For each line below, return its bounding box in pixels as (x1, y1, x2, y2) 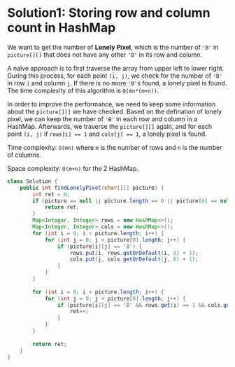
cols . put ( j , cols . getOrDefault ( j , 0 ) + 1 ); (69, 256, 199, 263)
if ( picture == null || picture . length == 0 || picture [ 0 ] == (32, 198, 218, 205)
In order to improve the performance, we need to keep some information (7, 99, 216, 108)
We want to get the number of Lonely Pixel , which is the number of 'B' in (7, 43, 219, 51)
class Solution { (7, 177, 58, 185)
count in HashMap (7, 20, 116, 36)
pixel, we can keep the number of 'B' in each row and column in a (7, 114, 198, 123)
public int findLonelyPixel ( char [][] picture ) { (20, 184, 164, 191)
